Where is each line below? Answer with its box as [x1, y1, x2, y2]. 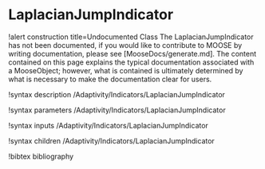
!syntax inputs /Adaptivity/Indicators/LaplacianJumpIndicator [8, 120, 209, 130]
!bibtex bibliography [8, 151, 74, 161]
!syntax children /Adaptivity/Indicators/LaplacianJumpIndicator [8, 136, 216, 145]
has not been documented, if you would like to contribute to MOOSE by [8, 40, 243, 49]
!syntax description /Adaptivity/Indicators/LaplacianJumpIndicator [8, 89, 226, 99]
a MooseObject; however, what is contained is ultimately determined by [8, 65, 243, 75]
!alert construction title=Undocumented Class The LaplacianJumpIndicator [8, 32, 254, 41]
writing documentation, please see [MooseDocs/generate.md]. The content [8, 49, 257, 58]
